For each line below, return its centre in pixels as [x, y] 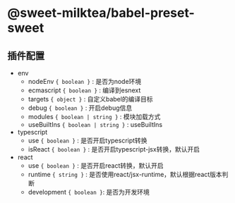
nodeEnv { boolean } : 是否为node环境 [85, 81]
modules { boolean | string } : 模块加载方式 [94, 117]
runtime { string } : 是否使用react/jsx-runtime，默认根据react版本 [125, 174]
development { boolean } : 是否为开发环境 [89, 192]
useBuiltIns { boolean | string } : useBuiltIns [95, 124]
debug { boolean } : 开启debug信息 [80, 108]
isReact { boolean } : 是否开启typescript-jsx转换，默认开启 [114, 149]
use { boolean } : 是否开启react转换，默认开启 [96, 166]
